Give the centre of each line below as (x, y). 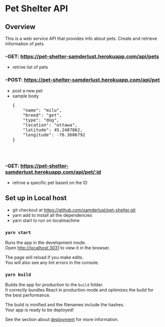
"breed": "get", (42, 115)
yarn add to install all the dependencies (52, 215)
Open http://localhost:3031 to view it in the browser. (58, 248)
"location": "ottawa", (50, 125)
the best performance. (28, 295)
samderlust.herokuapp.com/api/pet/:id (53, 172)
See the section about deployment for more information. (62, 320)
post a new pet (27, 90)
